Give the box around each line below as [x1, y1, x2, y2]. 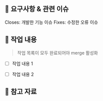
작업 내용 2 [12, 71, 34, 77]
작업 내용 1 [12, 60, 33, 67]
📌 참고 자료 [5, 87, 37, 96]
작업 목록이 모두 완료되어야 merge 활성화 [17, 49, 98, 56]
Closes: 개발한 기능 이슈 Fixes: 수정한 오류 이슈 [5, 19, 98, 25]
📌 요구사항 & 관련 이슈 [5, 5, 69, 14]
